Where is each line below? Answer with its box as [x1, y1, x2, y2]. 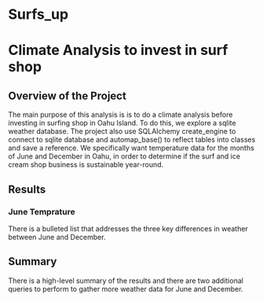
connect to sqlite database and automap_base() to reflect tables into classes [8, 135, 256, 144]
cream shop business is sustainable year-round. [8, 160, 164, 169]
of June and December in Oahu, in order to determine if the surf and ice [8, 151, 241, 161]
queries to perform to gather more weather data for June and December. [8, 284, 243, 293]
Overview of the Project [8, 89, 127, 103]
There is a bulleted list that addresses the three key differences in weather [8, 223, 249, 233]
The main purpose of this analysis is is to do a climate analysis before [8, 110, 233, 119]
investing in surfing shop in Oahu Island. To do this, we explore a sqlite [8, 118, 237, 128]
